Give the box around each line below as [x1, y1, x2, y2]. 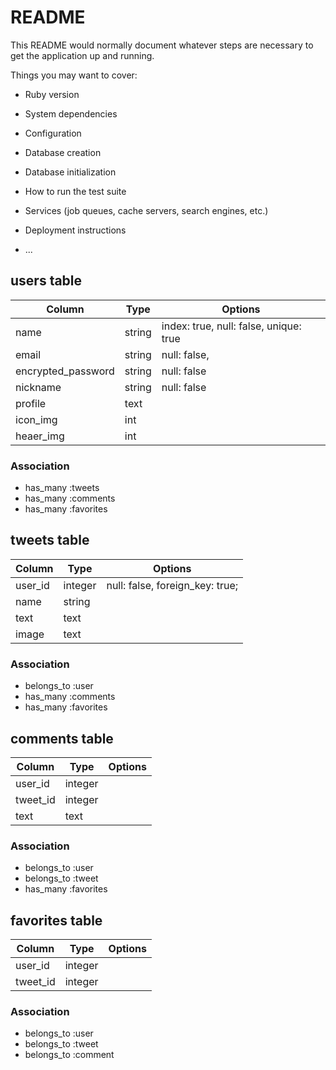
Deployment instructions [24, 224, 127, 236]
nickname [15, 380, 62, 394]
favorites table [10, 912, 103, 929]
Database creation [24, 146, 102, 158]
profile [15, 396, 47, 410]
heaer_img [15, 429, 65, 443]
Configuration [24, 127, 82, 139]
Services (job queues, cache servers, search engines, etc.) [24, 204, 269, 216]
